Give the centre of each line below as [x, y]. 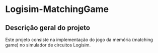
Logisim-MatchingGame [57, 9]
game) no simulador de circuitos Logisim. [48, 45]
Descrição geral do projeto [48, 28]
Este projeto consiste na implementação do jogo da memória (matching [79, 39]
